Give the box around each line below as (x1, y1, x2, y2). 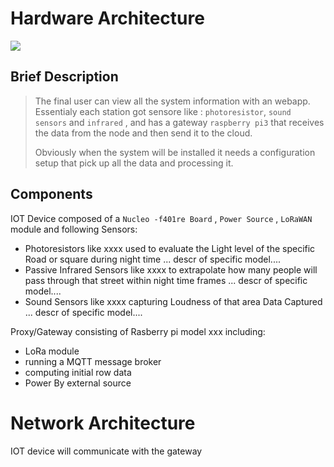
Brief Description (10, 68, 119, 86)
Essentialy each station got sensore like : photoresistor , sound (34, 105, 292, 117)
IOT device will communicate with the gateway (10, 445, 203, 457)
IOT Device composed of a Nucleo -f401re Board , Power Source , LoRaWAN (10, 212, 313, 224)
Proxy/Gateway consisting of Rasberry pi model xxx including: (10, 325, 266, 337)
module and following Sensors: (10, 223, 138, 235)
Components (10, 186, 93, 203)
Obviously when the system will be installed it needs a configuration (34, 146, 316, 158)
